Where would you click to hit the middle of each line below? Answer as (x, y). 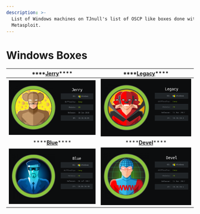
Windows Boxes (47, 55)
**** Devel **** (146, 142)
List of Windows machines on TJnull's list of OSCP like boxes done (98, 19)
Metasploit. (26, 25)
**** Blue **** (52, 142)
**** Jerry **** (52, 73)
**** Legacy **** (146, 73)
